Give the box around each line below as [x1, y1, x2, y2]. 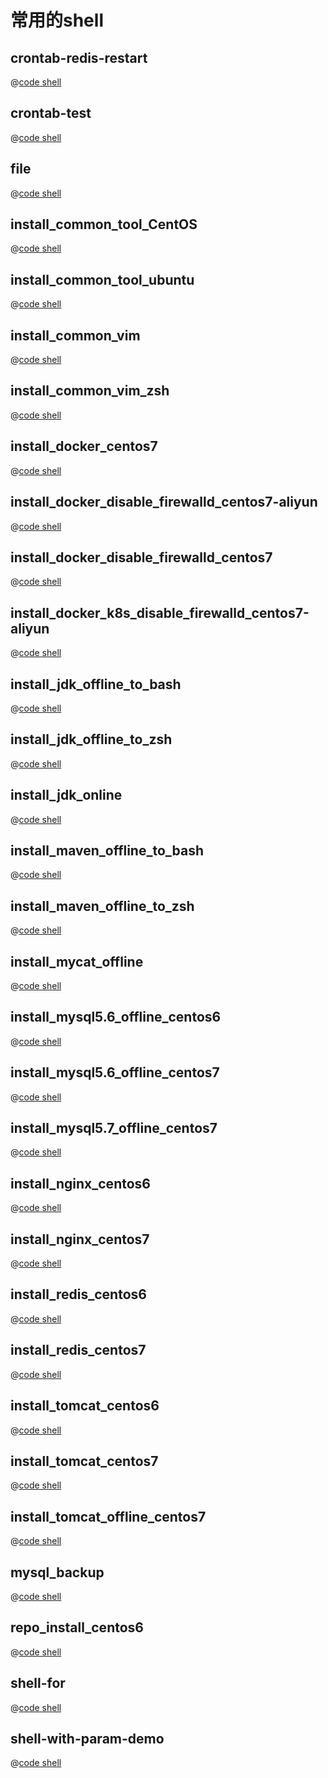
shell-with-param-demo [10, 1730, 165, 1747]
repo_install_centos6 [10, 1619, 144, 1636]
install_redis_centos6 [10, 1286, 147, 1303]
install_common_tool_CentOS [10, 216, 198, 233]
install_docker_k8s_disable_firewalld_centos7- [10, 604, 310, 621]
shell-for [10, 1675, 66, 1692]
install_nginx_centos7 [10, 1231, 150, 1248]
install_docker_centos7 [10, 438, 158, 455]
